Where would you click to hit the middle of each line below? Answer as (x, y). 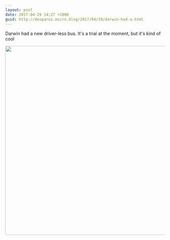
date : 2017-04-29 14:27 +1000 (37, 15)
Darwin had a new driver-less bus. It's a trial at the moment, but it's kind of (83, 34)
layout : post (19, 10)
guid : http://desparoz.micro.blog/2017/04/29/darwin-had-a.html (74, 19)
